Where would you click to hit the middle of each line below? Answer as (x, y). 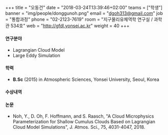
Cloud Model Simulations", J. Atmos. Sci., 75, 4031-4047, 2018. (79, 127)
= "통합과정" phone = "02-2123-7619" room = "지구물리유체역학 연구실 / (79, 19)
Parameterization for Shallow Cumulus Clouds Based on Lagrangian (84, 122)
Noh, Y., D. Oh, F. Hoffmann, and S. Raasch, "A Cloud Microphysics (83, 116)
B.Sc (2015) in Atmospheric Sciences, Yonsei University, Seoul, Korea (86, 80)
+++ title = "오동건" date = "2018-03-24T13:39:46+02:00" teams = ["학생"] (84, 7)
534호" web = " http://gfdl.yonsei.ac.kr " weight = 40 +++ (70, 26)
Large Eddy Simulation (36, 56)
